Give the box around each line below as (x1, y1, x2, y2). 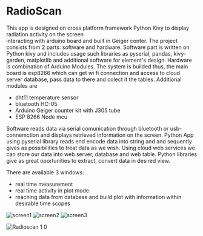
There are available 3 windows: (6, 168, 84, 176)
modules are (6, 82, 38, 89)
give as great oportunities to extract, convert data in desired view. (6, 157, 171, 164)
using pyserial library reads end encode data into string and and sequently (6, 137, 192, 145)
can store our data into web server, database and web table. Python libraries (6, 150, 198, 158)
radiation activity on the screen (6, 30, 84, 38)
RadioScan (6, 4, 62, 18)
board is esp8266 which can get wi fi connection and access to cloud (6, 69, 181, 76)
